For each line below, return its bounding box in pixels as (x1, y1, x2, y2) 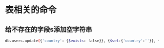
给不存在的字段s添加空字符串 (5, 25, 92, 33)
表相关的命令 (5, 4, 57, 16)
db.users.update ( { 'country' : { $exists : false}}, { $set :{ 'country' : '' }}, (5, 38, 156, 43)
